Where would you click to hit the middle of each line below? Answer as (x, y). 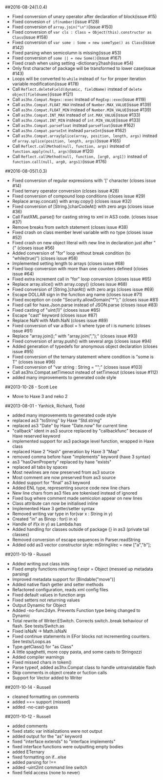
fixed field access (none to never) (46, 772)
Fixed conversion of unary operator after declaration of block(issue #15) (84, 16)
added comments (30, 726)
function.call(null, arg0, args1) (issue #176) (59, 161)
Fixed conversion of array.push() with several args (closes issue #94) (82, 341)
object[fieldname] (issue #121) (43, 94)
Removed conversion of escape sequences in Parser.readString (76, 540)
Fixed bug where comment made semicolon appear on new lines (77, 498)
